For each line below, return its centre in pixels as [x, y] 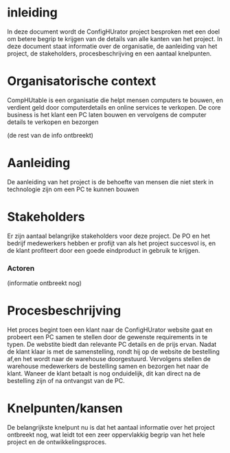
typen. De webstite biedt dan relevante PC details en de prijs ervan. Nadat [112, 344]
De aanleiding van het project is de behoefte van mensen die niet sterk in [111, 182]
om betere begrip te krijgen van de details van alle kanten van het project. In [115, 38]
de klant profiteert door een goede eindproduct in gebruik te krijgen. [104, 250]
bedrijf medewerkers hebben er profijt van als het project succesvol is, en [112, 243]
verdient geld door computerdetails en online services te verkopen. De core [114, 107]
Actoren [21, 268]
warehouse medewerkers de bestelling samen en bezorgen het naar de [108, 366]
